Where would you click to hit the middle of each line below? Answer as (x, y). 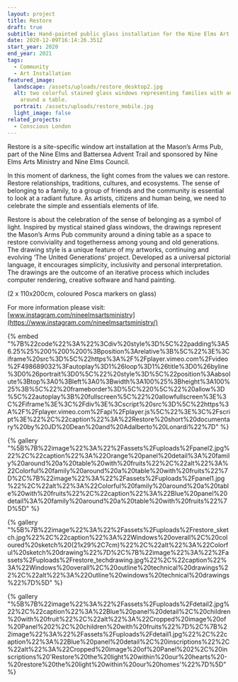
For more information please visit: (56, 307)
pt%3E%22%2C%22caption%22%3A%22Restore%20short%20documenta (119, 419)
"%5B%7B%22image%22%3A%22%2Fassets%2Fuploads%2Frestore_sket (118, 529)
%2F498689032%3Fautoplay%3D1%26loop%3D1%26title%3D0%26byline (118, 366)
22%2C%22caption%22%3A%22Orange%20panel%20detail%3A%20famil (119, 455)
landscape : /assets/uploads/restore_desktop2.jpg (88, 87)
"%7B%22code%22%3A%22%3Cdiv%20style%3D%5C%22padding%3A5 (118, 343)
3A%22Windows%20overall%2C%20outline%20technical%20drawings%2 (118, 567)
